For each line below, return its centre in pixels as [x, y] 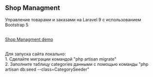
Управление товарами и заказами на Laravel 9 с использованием [73, 19]
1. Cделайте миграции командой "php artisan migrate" [61, 59]
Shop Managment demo [29, 39]
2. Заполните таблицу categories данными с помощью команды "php [77, 64]
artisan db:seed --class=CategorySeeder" [47, 69]
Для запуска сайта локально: [36, 54]
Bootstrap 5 [17, 25]
